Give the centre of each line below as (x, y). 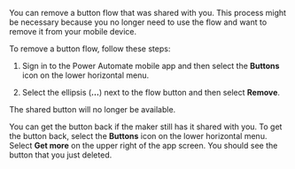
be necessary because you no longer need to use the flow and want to (138, 22)
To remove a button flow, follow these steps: (90, 49)
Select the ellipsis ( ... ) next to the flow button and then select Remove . (151, 92)
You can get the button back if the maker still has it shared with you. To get (146, 127)
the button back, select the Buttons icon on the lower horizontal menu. (138, 136)
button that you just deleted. (61, 155)
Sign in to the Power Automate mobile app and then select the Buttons (151, 66)
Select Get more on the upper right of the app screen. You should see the (144, 146)
